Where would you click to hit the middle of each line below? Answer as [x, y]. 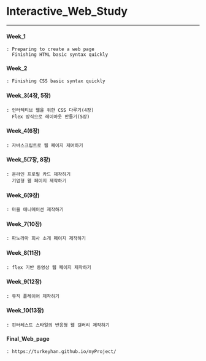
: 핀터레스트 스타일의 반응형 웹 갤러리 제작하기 [58, 325]
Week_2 [17, 68]
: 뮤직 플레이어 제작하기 [33, 296]
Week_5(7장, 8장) [29, 160]
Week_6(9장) [23, 195]
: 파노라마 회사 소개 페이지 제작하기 [46, 239]
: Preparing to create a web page [51, 49]
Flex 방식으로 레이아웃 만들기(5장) [51, 117]
